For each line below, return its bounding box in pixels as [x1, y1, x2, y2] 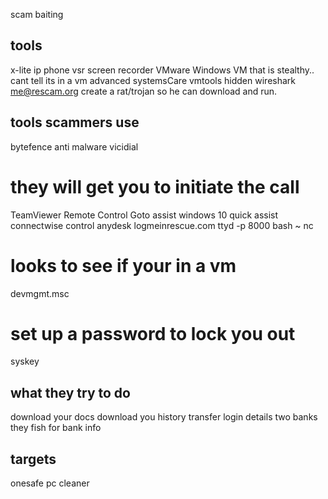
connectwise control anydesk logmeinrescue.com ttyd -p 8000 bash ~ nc [10, 219, 314, 231]
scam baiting [10, 9, 64, 20]
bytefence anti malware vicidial [10, 140, 139, 153]
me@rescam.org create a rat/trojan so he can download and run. [10, 85, 278, 97]
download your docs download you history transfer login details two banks [10, 411, 318, 423]
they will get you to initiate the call [10, 175, 300, 198]
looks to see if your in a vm [10, 254, 237, 277]
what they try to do [10, 384, 131, 401]
